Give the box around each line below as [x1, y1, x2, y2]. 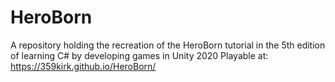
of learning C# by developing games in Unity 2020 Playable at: [10, 49, 269, 61]
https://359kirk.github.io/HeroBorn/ [10, 60, 157, 72]
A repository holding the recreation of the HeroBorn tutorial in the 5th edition [10, 39, 326, 51]
